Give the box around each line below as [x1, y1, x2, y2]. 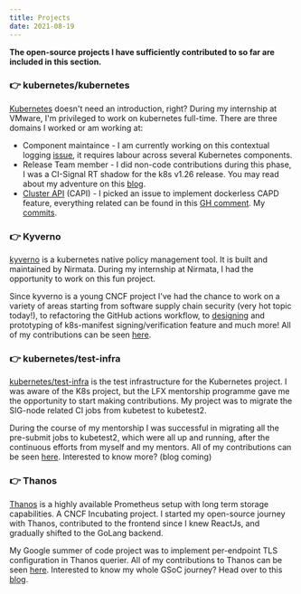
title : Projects [9, 13, 71, 23]
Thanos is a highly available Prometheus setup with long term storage [9, 498, 269, 509]
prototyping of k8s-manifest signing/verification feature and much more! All [9, 320, 291, 331]
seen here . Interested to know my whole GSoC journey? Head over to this [9, 564, 283, 575]
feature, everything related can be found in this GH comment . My [22, 197, 266, 208]
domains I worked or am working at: [9, 122, 144, 133]
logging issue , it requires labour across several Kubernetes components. [22, 149, 293, 160]
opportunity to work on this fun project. [9, 273, 156, 285]
